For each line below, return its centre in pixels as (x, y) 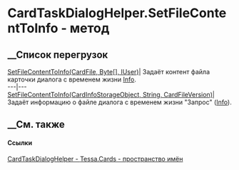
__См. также (36, 125)
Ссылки (20, 142)
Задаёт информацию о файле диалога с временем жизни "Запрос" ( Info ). (119, 102)
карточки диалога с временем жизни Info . (72, 79)
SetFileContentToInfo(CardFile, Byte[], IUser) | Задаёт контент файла (109, 72)
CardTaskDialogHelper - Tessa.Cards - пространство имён (95, 159)
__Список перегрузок (58, 55)
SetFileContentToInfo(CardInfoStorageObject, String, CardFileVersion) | (111, 95)
